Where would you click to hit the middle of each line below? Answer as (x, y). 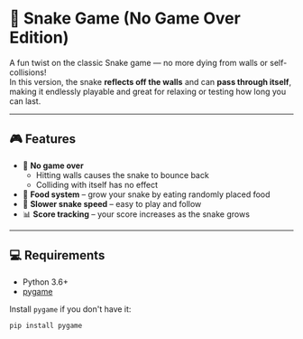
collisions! (28, 72)
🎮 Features (43, 139)
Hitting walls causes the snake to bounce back (122, 174)
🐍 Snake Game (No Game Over (125, 19)
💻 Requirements (57, 255)
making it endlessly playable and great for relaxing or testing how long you (148, 91)
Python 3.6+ (46, 282)
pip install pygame (46, 325)
